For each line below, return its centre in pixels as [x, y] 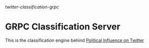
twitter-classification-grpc [32, 7]
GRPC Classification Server [63, 26]
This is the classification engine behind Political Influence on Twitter [75, 40]
